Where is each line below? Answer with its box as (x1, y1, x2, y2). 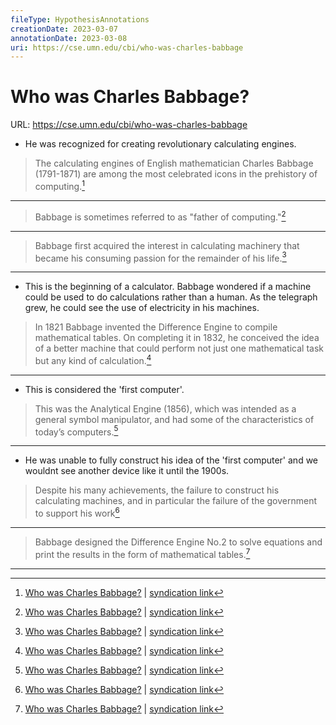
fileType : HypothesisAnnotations (10, 14, 150, 25)
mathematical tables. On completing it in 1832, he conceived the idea (34, 332, 320, 344)
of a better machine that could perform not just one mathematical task (34, 342, 324, 355)
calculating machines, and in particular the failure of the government (34, 495, 318, 507)
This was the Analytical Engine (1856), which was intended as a (34, 402, 297, 415)
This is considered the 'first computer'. (24, 383, 185, 395)
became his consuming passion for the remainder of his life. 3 (34, 250, 287, 264)
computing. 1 (34, 179, 85, 192)
